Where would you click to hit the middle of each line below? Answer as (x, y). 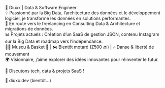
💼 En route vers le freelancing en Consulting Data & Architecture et (73, 24)
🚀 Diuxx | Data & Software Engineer (41, 8)
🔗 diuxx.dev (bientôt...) (28, 80)
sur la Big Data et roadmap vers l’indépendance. (54, 41)
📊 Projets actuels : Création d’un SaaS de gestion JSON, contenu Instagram (82, 34)
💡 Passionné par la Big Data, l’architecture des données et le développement (83, 13)
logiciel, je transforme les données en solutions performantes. (68, 18)
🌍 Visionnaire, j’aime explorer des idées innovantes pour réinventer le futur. (82, 59)
